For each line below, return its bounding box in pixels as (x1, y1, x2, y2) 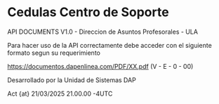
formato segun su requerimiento (7, 48, 100, 57)
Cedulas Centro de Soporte (7, 4, 170, 20)
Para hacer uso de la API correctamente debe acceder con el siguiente (7, 41, 212, 49)
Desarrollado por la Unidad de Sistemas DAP (7, 75, 137, 84)
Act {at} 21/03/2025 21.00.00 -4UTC (7, 89, 113, 98)
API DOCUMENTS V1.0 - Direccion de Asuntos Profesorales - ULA (7, 27, 199, 36)
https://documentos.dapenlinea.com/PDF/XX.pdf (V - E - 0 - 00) (7, 62, 194, 70)
